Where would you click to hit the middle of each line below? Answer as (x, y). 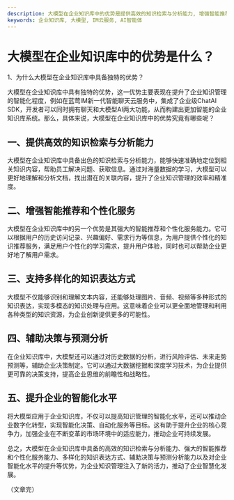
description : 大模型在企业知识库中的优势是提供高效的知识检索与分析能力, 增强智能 (114, 14)
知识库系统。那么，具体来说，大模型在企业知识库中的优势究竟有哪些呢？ (111, 118)
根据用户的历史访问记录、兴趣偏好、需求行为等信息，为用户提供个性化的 (117, 237)
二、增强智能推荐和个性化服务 (71, 211)
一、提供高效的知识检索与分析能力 (80, 142)
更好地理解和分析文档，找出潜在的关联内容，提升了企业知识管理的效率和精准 (117, 178)
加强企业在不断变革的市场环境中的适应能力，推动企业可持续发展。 (120, 433)
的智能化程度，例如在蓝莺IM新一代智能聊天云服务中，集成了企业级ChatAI (112, 101)
